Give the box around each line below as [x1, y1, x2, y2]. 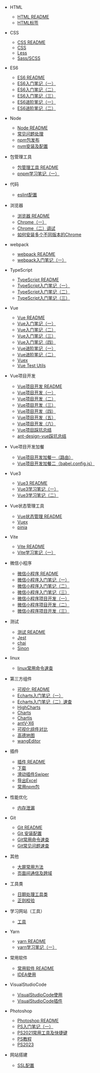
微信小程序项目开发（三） [17, 608, 70, 614]
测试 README [17, 629, 46, 635]
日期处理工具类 [17, 891, 48, 897]
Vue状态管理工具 [9, 503, 45, 509]
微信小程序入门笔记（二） [17, 583, 70, 589]
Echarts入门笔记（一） [17, 693, 63, 698]
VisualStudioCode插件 [17, 998, 63, 1004]
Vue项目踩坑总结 [17, 427, 52, 432]
